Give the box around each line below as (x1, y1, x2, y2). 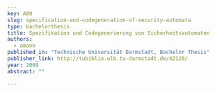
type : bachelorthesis (7, 23, 70, 30)
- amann (13, 42, 36, 49)
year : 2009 (7, 62, 39, 68)
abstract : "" (7, 68, 45, 75)
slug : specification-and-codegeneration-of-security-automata (7, 17, 191, 24)
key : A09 (7, 10, 33, 17)
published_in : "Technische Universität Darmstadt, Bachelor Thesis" (7, 49, 210, 56)
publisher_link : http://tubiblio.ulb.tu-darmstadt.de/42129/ (7, 55, 188, 62)
